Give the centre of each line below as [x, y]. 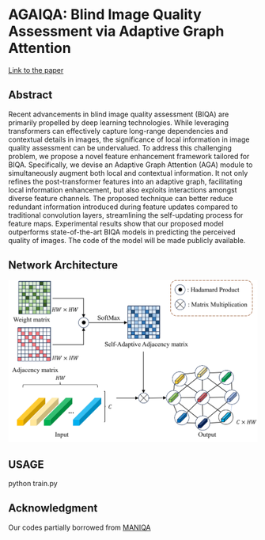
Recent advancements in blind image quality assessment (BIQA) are [119, 114]
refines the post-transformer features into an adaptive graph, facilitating [125, 181]
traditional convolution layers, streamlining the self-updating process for [126, 215]
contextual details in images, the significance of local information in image [129, 139]
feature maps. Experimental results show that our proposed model [116, 223]
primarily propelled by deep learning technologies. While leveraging [119, 122]
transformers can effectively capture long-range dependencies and [118, 131]
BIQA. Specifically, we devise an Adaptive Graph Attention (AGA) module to [131, 165]
